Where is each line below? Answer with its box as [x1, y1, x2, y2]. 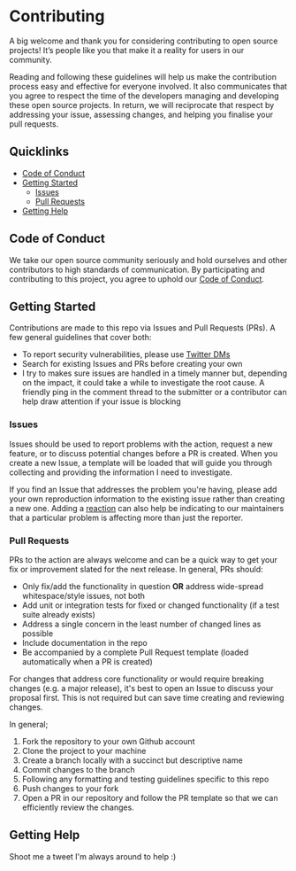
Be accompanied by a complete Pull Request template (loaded [21, 647, 249, 657]
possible [21, 627, 54, 639]
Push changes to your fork [21, 782, 119, 794]
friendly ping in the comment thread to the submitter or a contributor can [21, 387, 287, 398]
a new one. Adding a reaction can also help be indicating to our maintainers [9, 502, 285, 513]
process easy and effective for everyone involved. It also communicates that [9, 81, 287, 91]
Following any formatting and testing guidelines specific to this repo [21, 774, 269, 784]
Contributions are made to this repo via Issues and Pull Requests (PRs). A [9, 323, 276, 333]
